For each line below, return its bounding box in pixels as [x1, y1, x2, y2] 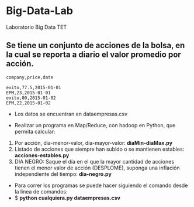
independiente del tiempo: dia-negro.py [14, 170, 112, 177]
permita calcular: [14, 128, 56, 135]
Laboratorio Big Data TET [6, 23, 67, 30]
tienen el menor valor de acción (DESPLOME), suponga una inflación [14, 164, 180, 171]
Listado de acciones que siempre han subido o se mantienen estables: [14, 145, 185, 152]
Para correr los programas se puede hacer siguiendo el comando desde [14, 182, 188, 189]
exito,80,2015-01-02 [6, 95, 57, 101]
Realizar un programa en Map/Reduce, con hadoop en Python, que [14, 121, 176, 128]
